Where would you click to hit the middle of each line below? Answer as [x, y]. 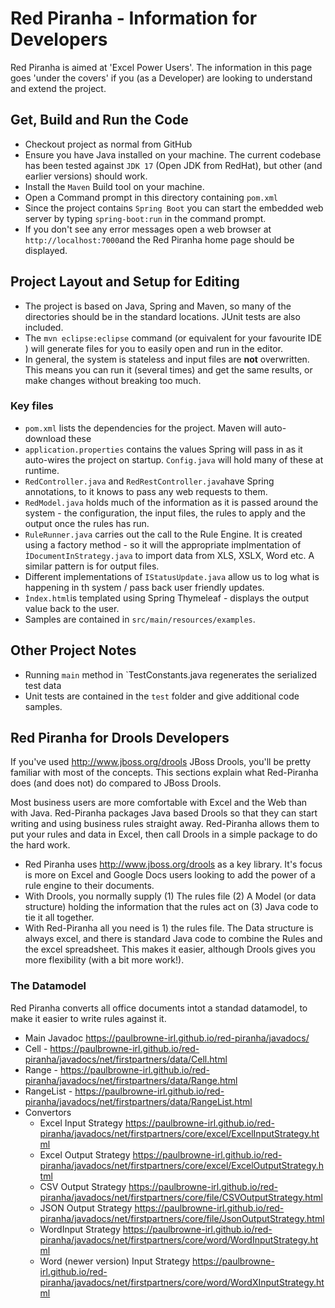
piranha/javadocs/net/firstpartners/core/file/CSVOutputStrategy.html [181, 1197]
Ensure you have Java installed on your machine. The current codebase [173, 154]
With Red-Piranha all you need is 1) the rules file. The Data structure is [169, 928]
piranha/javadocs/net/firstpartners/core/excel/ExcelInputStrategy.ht [179, 1133]
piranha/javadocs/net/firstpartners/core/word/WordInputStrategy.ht [179, 1239]
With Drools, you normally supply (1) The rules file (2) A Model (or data [170, 896]
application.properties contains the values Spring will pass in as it [163, 449]
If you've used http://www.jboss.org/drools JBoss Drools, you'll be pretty [161, 762]
